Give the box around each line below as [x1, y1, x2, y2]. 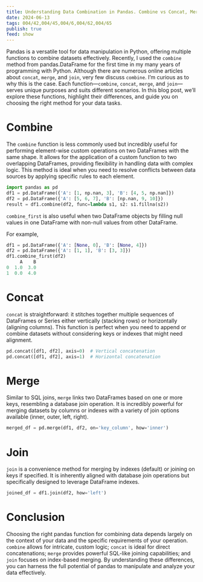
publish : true [6, 25, 42, 32]
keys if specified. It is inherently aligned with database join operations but [6, 472, 190, 479]
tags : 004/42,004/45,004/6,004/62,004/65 [6, 20, 112, 26]
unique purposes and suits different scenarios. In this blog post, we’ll [24, 87, 196, 94]
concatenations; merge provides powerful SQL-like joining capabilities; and [6, 550, 191, 557]
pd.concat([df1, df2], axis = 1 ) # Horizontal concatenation [6, 353, 161, 360]
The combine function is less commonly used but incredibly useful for [6, 140, 178, 148]
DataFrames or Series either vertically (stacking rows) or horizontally [6, 317, 178, 324]
